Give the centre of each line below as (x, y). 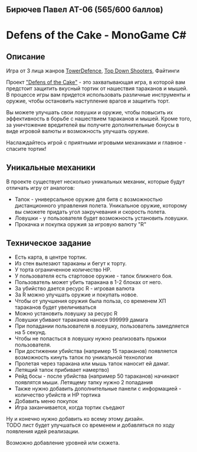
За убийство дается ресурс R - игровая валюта (74, 289)
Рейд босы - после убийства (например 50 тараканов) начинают (97, 376)
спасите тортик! (26, 149)
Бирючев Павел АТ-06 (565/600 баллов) (85, 10)
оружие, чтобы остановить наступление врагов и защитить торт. (88, 101)
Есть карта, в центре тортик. (51, 257)
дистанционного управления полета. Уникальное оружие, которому (101, 206)
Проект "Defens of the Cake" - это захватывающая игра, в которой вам (96, 83)
